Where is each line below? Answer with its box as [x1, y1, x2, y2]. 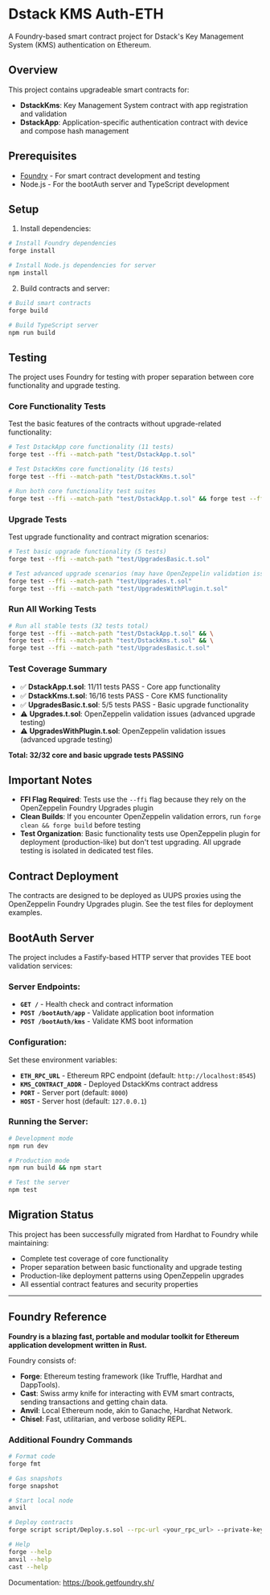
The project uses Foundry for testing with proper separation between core [8, 372, 255, 382]
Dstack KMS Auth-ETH [8, 5, 164, 23]
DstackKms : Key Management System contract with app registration [19, 100, 248, 109]
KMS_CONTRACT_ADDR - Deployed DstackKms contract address [19, 1079, 219, 1089]
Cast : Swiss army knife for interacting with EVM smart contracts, [19, 1388, 235, 1398]
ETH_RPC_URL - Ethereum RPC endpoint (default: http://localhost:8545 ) [19, 1070, 256, 1080]
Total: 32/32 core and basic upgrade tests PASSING [8, 750, 184, 760]
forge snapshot [8, 1482, 59, 1490]
